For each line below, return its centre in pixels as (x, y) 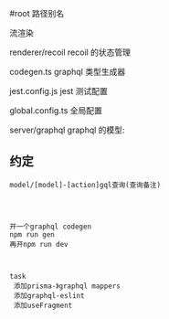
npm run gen (32, 234)
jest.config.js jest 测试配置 (58, 91)
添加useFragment (43, 305)
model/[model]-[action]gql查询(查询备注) (85, 185)
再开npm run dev (39, 244)
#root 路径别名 (37, 13)
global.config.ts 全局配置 (56, 111)
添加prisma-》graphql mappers (67, 286)
